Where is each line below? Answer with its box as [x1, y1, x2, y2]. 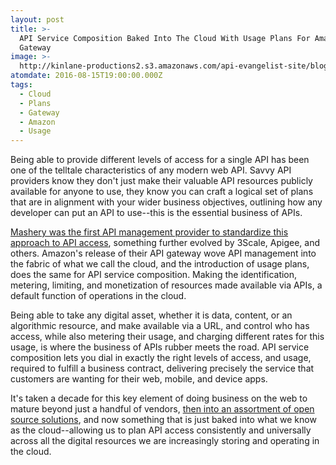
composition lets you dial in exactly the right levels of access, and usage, [10, 352, 312, 364]
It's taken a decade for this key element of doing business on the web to [10, 392, 308, 405]
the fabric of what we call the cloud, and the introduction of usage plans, [10, 258, 310, 270]
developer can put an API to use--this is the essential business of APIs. [10, 207, 303, 219]
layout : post [10, 14, 65, 25]
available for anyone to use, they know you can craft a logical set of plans [10, 186, 314, 198]
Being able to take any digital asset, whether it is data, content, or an [10, 309, 293, 321]
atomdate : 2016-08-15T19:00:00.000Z [10, 71, 163, 81]
